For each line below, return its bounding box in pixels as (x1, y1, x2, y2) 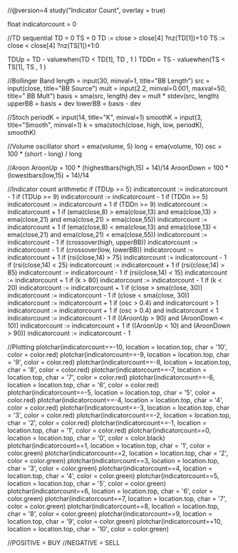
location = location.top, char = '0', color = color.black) (7, 434, 165, 442)
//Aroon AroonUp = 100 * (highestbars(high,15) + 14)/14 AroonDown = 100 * (7, 163, 229, 172)
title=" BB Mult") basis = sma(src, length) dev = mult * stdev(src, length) (7, 92, 219, 100)
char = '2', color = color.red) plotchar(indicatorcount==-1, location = (7, 419, 207, 427)
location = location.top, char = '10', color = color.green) (7, 524, 170, 533)
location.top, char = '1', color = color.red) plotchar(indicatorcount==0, (7, 426, 212, 435)
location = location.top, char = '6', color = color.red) (7, 381, 159, 389)
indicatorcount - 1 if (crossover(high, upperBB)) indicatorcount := (7, 238, 198, 246)
